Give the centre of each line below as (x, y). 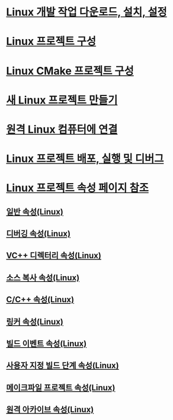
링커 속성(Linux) (35, 321)
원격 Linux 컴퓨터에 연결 (62, 129)
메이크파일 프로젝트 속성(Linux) (61, 388)
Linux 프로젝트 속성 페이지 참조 (78, 188)
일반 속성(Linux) (35, 212)
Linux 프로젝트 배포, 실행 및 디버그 (85, 159)
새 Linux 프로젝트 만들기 (62, 100)
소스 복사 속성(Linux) (43, 278)
